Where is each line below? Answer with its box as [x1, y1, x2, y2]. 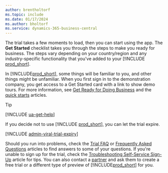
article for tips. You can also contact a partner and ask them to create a [12, 156, 159, 163]
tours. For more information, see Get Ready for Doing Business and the [5, 87, 152, 93]
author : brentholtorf [5, 7, 51, 13]
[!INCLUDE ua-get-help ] [5, 111, 55, 118]
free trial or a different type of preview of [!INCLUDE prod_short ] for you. [5, 162, 154, 168]
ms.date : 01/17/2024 [5, 17, 49, 22]
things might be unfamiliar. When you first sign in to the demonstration [5, 76, 150, 82]
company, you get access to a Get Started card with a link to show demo [5, 81, 155, 88]
